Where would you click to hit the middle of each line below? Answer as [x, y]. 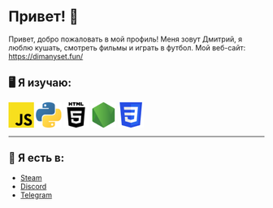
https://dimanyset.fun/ [46, 56]
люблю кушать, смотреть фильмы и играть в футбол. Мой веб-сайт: [127, 47]
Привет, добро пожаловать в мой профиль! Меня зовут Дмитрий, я [125, 39]
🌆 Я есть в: [37, 158]
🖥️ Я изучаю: [40, 83]
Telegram [36, 195]
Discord [33, 186]
